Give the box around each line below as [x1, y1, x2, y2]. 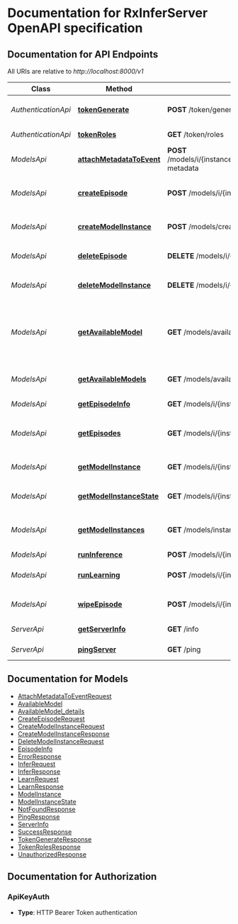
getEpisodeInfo [77, 399, 131, 408]
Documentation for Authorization [7, 871, 157, 883]
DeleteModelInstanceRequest [17, 737, 104, 745]
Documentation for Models [7, 673, 129, 685]
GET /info [167, 624, 200, 634]
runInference [77, 550, 123, 560]
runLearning [77, 570, 120, 579]
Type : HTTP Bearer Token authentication [17, 908, 138, 916]
